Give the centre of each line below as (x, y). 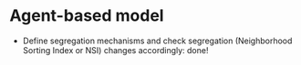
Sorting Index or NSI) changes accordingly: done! (115, 50)
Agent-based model (87, 16)
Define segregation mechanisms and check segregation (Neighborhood (157, 41)
